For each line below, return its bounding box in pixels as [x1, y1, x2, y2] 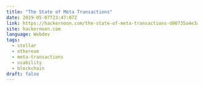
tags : [6, 37, 20, 43]
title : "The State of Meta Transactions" [6, 8, 113, 15]
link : [6, 20, 20, 26]
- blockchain [12, 65, 45, 71]
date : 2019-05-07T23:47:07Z [6, 15, 78, 21]
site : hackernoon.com [6, 25, 61, 32]
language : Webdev [6, 31, 50, 38]
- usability [12, 59, 42, 65]
